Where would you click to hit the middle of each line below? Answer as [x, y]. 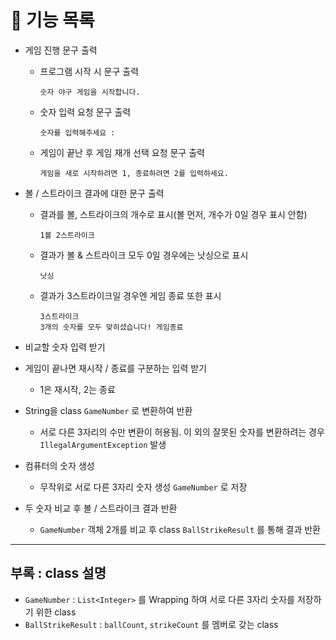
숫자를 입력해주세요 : [77, 132]
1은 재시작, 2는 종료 [77, 389]
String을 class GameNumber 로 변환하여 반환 [108, 410]
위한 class [56, 612]
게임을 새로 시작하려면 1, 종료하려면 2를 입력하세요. [134, 173]
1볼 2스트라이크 [67, 235]
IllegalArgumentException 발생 [103, 444]
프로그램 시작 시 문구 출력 [89, 71]
